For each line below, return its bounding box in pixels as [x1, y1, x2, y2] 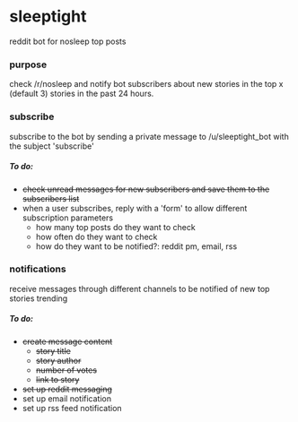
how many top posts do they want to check [35, 221, 196, 232]
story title [35, 345, 72, 356]
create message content [22, 336, 113, 347]
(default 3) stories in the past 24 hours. [9, 88, 154, 99]
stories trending [9, 293, 68, 304]
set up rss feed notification [22, 402, 123, 413]
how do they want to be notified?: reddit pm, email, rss [35, 240, 238, 252]
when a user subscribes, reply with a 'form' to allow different [22, 202, 248, 213]
